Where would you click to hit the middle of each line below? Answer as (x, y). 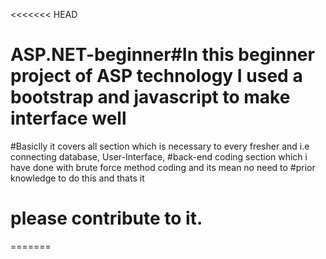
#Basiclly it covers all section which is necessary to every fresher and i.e (160, 146)
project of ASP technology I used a (156, 76)
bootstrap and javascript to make (150, 97)
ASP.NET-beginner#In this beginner (162, 55)
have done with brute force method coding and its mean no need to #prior (163, 167)
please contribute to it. (106, 218)
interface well (68, 118)
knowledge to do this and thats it (77, 178)
